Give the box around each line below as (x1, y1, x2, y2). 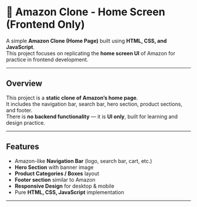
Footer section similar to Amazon (14, 176, 96, 183)
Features (6, 142, 39, 152)
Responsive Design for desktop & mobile (14, 182, 114, 189)
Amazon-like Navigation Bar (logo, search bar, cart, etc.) (14, 157, 152, 164)
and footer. (6, 106, 33, 113)
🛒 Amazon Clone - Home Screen (6, 5, 165, 19)
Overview (6, 79, 43, 89)
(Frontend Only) (6, 18, 85, 31)
